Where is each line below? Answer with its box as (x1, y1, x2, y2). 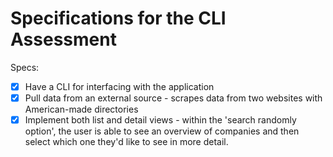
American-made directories (24, 103, 139, 116)
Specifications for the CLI (10, 7, 227, 30)
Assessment (10, 28, 117, 51)
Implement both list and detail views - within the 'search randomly (24, 114, 297, 126)
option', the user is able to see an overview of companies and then (24, 125, 300, 137)
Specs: (10, 61, 40, 73)
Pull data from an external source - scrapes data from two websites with (24, 92, 323, 104)
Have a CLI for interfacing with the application (24, 80, 215, 92)
